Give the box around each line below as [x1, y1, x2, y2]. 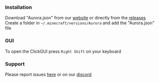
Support [5, 60, 25, 67]
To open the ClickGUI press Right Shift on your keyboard [5, 48, 121, 54]
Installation [5, 4, 32, 11]
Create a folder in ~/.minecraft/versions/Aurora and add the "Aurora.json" [5, 20, 155, 26]
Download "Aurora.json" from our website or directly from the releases [5, 15, 146, 21]
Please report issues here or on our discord [5, 71, 92, 77]
